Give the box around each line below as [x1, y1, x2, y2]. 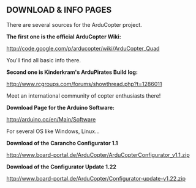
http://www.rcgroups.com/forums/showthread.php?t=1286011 [6, 80, 162, 87]
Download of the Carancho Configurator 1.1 [6, 139, 118, 146]
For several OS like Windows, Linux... [6, 128, 100, 135]
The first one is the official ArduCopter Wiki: [6, 33, 121, 40]
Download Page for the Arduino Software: [6, 104, 115, 111]
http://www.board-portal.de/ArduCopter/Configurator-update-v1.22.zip [6, 175, 186, 182]
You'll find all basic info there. [6, 56, 81, 63]
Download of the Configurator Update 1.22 [6, 163, 116, 170]
